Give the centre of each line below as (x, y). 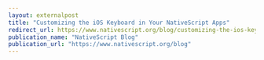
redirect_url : (31, 30)
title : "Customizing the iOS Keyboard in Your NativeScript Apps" (119, 23)
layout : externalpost (44, 15)
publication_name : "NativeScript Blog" (73, 37)
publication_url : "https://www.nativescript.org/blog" (100, 44)
